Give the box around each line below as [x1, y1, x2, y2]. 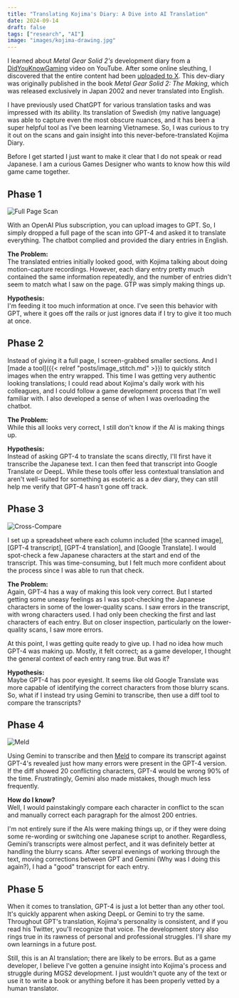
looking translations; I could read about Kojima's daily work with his [7, 379, 205, 387]
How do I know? [7, 796, 55, 804]
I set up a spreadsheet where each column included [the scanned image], [7, 535, 224, 544]
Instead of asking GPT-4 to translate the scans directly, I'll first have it [7, 452, 212, 461]
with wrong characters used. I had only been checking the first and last [7, 610, 216, 619]
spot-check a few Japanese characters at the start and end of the [7, 550, 201, 560]
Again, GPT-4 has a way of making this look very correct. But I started [7, 587, 213, 596]
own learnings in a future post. [7, 940, 97, 949]
